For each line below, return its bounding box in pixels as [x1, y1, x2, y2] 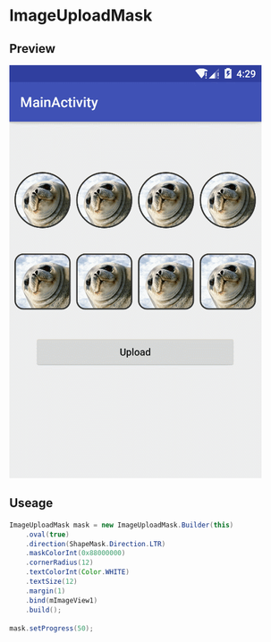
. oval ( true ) [25, 529, 70, 539]
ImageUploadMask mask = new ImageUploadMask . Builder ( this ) [9, 520, 234, 529]
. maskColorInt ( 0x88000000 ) [25, 549, 126, 558]
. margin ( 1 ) [25, 587, 66, 596]
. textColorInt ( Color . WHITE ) [25, 568, 130, 577]
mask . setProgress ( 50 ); [9, 624, 94, 633]
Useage [9, 495, 54, 511]
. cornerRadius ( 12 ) [25, 558, 94, 568]
